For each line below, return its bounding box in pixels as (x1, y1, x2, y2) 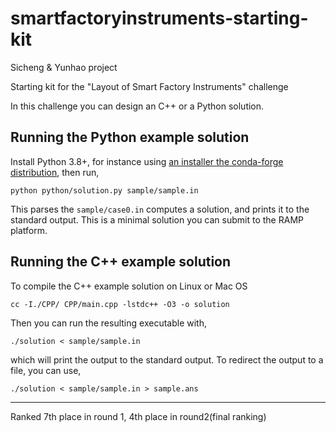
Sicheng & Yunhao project (10, 61, 118, 73)
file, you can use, (10, 364, 82, 376)
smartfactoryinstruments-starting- (10, 7, 309, 30)
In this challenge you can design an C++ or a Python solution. (10, 100, 265, 112)
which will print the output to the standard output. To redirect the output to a (10, 353, 324, 366)
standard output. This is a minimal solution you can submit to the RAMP (10, 213, 304, 226)
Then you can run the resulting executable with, (10, 317, 207, 329)
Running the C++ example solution (10, 253, 232, 271)
